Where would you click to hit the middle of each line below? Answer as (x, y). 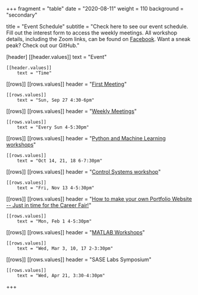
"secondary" (22, 15)
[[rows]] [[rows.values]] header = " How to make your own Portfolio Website (99, 199)
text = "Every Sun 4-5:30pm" (53, 127)
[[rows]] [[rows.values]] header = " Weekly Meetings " (72, 111)
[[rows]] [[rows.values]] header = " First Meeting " (66, 84)
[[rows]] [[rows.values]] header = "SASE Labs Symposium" (79, 259)
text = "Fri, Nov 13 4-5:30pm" (56, 188)
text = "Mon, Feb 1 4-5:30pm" (55, 221)
